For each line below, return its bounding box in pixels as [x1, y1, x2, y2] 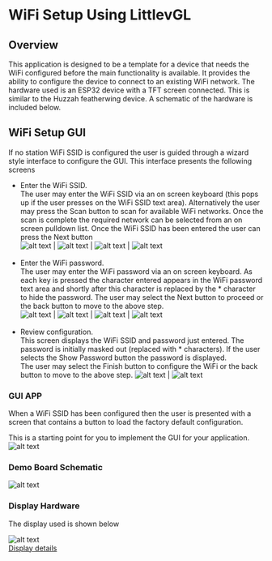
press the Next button [19, 232, 93, 242]
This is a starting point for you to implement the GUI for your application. [8, 433, 250, 443]
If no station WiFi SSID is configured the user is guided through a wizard [8, 148, 249, 157]
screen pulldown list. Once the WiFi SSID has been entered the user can [19, 223, 261, 233]
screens [8, 165, 36, 174]
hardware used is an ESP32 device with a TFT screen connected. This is [8, 85, 250, 95]
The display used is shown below [8, 519, 120, 529]
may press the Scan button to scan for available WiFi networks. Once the [19, 206, 264, 216]
